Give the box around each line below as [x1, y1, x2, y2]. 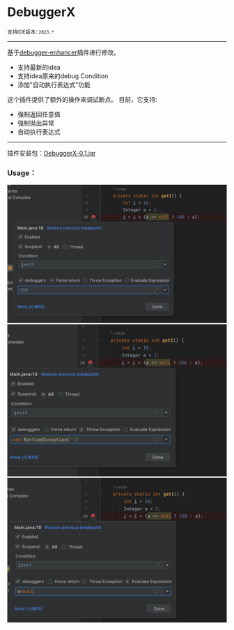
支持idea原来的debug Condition [17, 71, 109, 80]
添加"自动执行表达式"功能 [17, 80, 91, 89]
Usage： [7, 168, 37, 178]
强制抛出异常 [17, 119, 54, 127]
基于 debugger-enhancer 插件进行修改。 [7, 48, 120, 57]
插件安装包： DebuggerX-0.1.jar [7, 149, 96, 157]
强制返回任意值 [17, 110, 61, 119]
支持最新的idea [17, 63, 61, 71]
